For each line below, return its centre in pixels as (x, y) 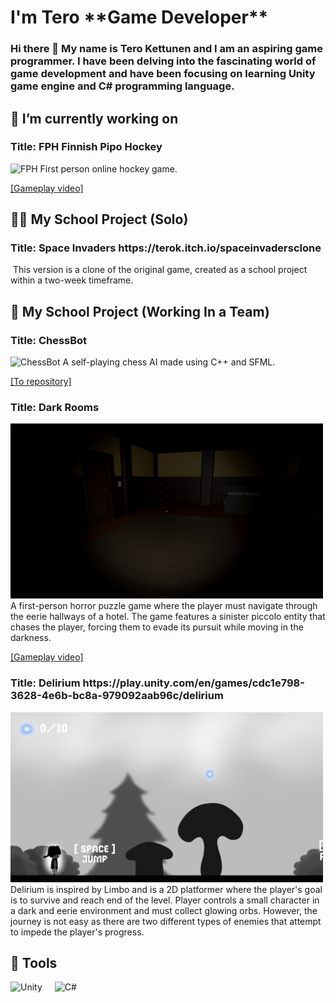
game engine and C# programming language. (122, 86)
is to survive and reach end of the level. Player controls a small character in (165, 900)
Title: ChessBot (49, 340)
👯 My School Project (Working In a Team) (140, 311)
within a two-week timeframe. (72, 280)
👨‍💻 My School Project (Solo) (99, 219)
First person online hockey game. (108, 168)
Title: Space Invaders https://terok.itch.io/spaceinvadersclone (166, 248)
